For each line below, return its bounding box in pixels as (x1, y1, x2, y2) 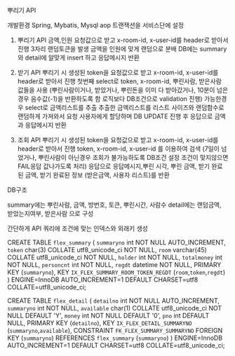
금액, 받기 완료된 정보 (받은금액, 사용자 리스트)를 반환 (25, 171, 170, 179)
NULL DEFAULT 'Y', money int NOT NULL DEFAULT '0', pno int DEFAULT (7, 311, 210, 320)
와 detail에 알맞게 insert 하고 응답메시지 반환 (17, 53, 140, 62)
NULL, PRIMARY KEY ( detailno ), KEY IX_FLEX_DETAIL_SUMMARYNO (7, 319, 192, 327)
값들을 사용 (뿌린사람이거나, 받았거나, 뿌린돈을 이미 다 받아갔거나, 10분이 (17, 86, 215, 94)
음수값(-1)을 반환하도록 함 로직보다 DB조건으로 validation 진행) (30, 95, 203, 103)
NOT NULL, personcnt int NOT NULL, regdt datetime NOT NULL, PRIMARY (7, 261, 222, 268)
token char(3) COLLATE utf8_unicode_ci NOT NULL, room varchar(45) (7, 246, 207, 254)
